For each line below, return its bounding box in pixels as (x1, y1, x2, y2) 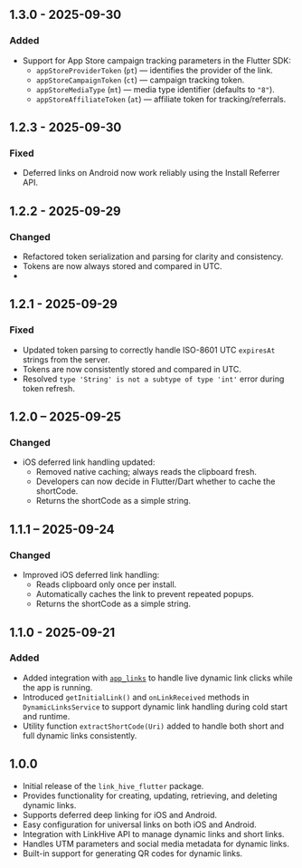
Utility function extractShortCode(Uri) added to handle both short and (22, 720, 285, 731)
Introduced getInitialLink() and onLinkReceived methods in (22, 691, 250, 702)
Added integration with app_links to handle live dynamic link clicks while (22, 672, 293, 683)
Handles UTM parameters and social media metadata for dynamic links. (22, 838, 289, 849)
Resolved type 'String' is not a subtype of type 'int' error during (22, 373, 285, 384)
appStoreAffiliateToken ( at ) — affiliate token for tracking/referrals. (35, 93, 287, 104)
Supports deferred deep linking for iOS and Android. (22, 809, 218, 820)
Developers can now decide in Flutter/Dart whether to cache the (35, 476, 276, 487)
